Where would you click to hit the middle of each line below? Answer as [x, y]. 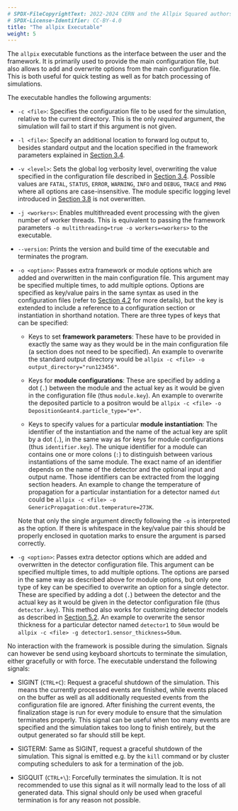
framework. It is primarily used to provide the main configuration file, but [113, 62]
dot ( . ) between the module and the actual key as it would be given [126, 388]
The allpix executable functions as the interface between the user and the [117, 54]
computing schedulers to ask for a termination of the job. [101, 764]
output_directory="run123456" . [74, 367]
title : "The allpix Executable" [55, 27]
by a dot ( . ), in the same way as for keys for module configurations [126, 439]
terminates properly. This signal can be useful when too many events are [124, 720]
